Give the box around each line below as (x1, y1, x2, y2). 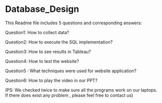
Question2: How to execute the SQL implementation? (5, 39, 113, 45)
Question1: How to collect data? (5, 29, 69, 35)
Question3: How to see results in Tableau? (5, 49, 91, 54)
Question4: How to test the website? (5, 58, 79, 64)
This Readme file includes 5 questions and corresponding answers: (5, 20, 142, 26)
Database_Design (5, 3, 80, 15)
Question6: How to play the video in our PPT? (5, 77, 98, 83)
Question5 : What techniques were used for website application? (5, 68, 137, 74)
